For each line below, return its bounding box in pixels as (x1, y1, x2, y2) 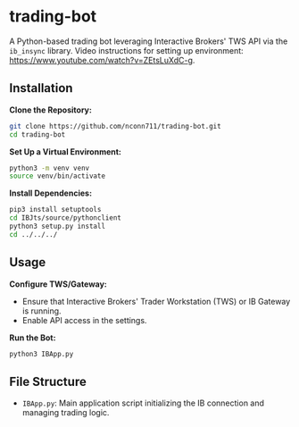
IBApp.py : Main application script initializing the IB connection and (21, 398, 265, 408)
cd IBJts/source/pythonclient (9, 213, 122, 222)
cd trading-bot (9, 130, 66, 139)
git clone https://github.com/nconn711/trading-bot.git (9, 121, 221, 130)
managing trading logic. (21, 407, 110, 418)
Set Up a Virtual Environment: (9, 146, 122, 157)
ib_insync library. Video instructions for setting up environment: (9, 45, 244, 55)
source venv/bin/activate (9, 172, 105, 180)
